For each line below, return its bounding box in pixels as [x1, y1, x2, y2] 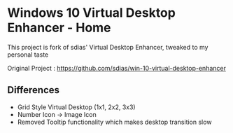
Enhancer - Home [7, 20, 111, 36]
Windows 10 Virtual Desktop [7, 5, 176, 21]
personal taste [7, 50, 49, 59]
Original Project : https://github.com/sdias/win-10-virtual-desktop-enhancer [7, 64, 226, 72]
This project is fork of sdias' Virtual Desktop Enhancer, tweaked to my [7, 43, 209, 51]
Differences [7, 84, 60, 96]
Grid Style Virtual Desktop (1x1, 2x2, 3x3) [17, 103, 136, 111]
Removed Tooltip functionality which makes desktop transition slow [17, 118, 212, 126]
